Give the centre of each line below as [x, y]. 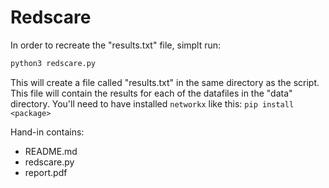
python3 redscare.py [53, 63]
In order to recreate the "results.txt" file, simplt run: [116, 45]
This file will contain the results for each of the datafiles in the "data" [151, 93]
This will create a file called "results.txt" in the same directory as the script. [165, 82]
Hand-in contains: [47, 132]
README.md [51, 151]
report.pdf [46, 172]
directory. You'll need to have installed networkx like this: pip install [152, 103]
